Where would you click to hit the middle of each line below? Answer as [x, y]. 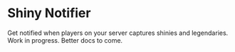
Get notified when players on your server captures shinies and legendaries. [118, 33]
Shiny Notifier [49, 13]
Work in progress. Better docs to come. [65, 40]
